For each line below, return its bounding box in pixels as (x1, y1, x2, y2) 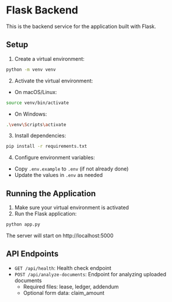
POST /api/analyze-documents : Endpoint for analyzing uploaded (14, 270, 167, 277)
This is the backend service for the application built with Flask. (6, 23, 156, 30)
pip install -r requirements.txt (6, 144, 87, 150)
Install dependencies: (14, 132, 66, 139)
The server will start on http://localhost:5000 (6, 232, 114, 239)
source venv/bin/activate (6, 100, 69, 106)
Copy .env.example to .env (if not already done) (14, 165, 129, 172)
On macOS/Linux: (14, 88, 57, 95)
